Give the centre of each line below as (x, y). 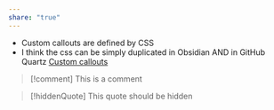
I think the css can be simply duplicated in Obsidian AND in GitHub (143, 52)
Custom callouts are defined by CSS (88, 43)
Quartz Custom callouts (64, 61)
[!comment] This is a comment (86, 79)
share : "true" (35, 17)
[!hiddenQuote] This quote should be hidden (111, 96)
